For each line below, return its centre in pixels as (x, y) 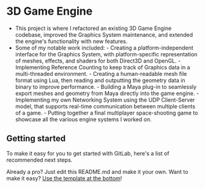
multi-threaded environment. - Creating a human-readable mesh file (101, 73)
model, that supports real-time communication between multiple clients (105, 106)
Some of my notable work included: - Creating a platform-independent (104, 48)
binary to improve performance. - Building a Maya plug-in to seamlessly (106, 86)
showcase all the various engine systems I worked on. (83, 119)
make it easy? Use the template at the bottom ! (64, 178)
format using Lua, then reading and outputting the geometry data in (100, 80)
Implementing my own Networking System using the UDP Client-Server (105, 100)
